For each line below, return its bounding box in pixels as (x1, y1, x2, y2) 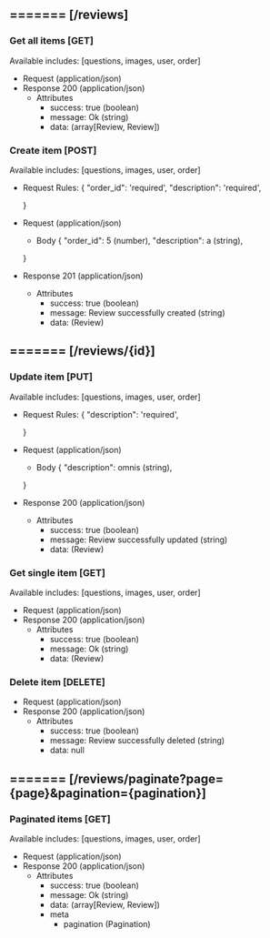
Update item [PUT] (9, 370, 94, 383)
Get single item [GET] (9, 566, 106, 579)
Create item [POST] (9, 144, 97, 156)
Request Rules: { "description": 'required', (22, 408, 179, 419)
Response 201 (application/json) (22, 270, 144, 281)
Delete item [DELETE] (9, 675, 106, 688)
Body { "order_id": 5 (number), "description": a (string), (35, 235, 244, 246)
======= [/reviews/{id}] (9, 343, 156, 358)
